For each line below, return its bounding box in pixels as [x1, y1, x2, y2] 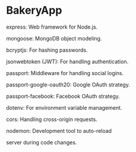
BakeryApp [6, 4, 62, 17]
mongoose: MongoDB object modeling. [6, 35, 102, 42]
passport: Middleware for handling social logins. [6, 69, 124, 76]
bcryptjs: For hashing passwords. [6, 46, 88, 54]
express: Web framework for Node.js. [6, 23, 98, 30]
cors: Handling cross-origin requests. [6, 116, 98, 123]
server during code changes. [6, 138, 77, 146]
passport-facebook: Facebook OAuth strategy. [6, 92, 121, 100]
